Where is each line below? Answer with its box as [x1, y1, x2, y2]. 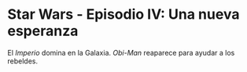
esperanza [7, 22, 79, 40]
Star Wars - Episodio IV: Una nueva [7, 5, 240, 23]
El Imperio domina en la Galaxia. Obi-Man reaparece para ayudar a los [7, 48, 235, 57]
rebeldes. [7, 56, 39, 66]
